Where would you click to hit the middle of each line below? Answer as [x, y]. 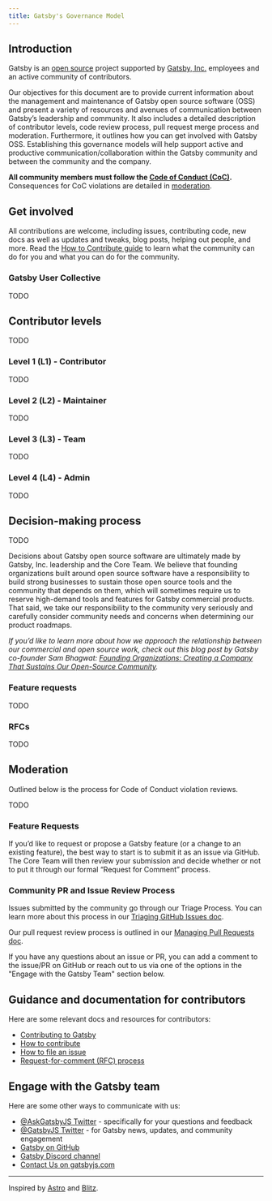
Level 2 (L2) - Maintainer [57, 400]
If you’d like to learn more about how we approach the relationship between [135, 641]
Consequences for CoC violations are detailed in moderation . [110, 186]
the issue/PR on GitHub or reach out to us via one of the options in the [125, 966]
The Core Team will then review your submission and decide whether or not [135, 861]
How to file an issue [53, 1052]
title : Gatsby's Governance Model [67, 16]
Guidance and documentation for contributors [127, 999]
